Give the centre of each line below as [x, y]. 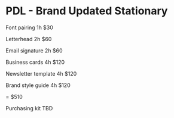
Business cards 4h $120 [35, 62]
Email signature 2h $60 [34, 50]
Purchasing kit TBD [29, 108]
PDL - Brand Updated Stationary [87, 11]
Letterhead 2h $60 [29, 39]
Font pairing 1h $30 [29, 27]
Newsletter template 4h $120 [41, 73]
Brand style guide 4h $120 [38, 85]
